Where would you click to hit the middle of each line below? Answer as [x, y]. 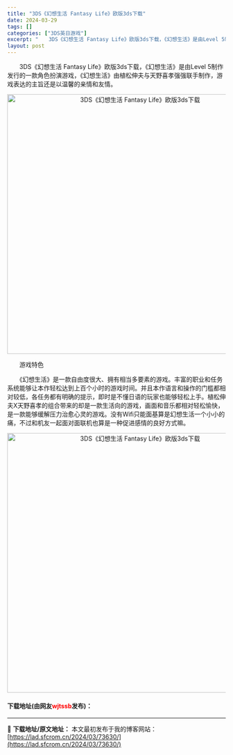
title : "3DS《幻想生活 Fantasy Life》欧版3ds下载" [77, 14]
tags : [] [20, 26]
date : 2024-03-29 [32, 20]
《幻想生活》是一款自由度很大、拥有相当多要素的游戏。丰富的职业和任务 [121, 379]
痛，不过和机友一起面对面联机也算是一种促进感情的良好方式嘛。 [98, 423]
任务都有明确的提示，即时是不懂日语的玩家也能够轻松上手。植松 [128, 397]
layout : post [26, 46]
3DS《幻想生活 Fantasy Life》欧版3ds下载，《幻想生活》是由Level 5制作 [121, 66]
